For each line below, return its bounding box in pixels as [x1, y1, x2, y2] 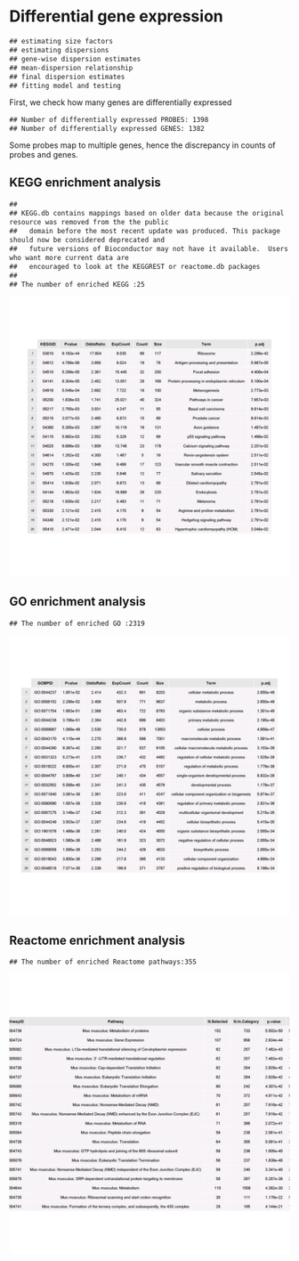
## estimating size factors [9, 37, 114, 45]
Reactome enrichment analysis [9, 932, 185, 948]
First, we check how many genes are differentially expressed [9, 96, 232, 108]
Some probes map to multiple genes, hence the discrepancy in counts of [9, 140, 276, 151]
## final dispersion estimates [9, 72, 125, 81]
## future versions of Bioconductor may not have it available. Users [9, 244, 289, 253]
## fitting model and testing [9, 81, 122, 90]
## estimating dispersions [9, 45, 109, 54]
